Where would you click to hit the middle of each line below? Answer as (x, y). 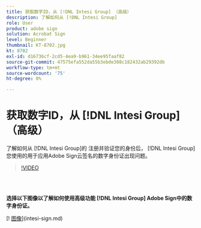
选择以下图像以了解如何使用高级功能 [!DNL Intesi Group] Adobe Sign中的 (97, 198)
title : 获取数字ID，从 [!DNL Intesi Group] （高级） (69, 12)
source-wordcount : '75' (36, 73)
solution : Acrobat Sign (36, 34)
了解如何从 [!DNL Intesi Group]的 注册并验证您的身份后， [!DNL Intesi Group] (101, 148)
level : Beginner (26, 40)
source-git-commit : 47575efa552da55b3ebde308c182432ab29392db (85, 62)
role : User (20, 23)
